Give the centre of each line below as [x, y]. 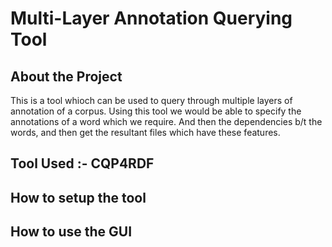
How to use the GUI [71, 232]
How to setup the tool [78, 197]
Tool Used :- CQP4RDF [82, 163]
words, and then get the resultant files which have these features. [145, 132]
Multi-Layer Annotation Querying [151, 18]
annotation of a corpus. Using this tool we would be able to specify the [156, 111]
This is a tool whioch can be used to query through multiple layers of [151, 100]
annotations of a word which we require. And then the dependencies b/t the [166, 121]
